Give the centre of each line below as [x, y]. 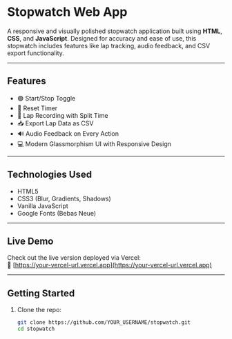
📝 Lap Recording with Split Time [62, 115]
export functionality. [36, 53]
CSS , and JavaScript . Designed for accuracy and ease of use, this [102, 38]
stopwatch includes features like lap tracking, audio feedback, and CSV [109, 45]
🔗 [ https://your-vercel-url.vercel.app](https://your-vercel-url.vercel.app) [109, 265]
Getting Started [41, 293]
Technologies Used [49, 175]
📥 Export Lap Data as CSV [55, 123]
